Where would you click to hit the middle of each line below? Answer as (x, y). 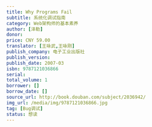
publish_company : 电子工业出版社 (45, 52)
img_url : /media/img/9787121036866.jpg (57, 103)
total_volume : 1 (27, 80)
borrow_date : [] (27, 92)
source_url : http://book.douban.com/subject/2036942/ (76, 97)
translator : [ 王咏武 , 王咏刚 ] (41, 46)
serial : (16, 74)
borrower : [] (23, 86)
